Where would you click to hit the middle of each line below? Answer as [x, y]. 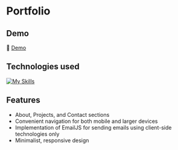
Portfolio [28, 11]
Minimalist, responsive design [52, 140]
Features [23, 100]
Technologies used [43, 67]
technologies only [37, 134]
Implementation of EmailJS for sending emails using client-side [93, 127]
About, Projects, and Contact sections [62, 114]
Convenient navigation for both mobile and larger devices [86, 121]
